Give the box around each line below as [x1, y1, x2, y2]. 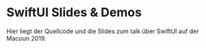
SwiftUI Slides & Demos [6, 5, 142, 20]
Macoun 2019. [6, 34, 47, 42]
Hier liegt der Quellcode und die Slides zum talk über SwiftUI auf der [6, 27, 199, 35]
